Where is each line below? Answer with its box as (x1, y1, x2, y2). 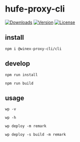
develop (5, 60, 30, 68)
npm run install (5, 72, 38, 77)
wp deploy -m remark (5, 124, 47, 129)
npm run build (5, 81, 34, 86)
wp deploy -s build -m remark (5, 132, 66, 137)
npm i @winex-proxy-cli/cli (5, 46, 62, 51)
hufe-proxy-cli (5, 3, 65, 15)
